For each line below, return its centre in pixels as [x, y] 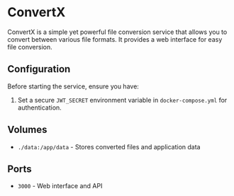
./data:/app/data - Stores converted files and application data [109, 146]
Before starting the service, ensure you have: [73, 86]
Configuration [39, 69]
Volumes [27, 130]
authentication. [39, 108]
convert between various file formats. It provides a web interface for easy [115, 39]
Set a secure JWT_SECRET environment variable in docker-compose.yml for [122, 100]
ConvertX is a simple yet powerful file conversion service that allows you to [117, 32]
